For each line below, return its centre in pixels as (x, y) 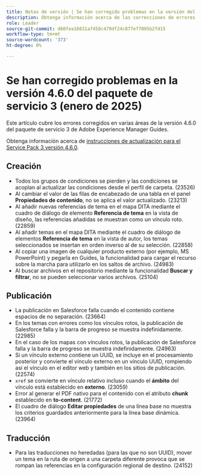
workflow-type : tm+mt (33, 34)
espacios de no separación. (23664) (60, 316)
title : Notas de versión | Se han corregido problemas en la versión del (101, 12)
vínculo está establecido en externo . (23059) (71, 387)
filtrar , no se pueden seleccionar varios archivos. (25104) (87, 277)
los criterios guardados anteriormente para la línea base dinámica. (97, 413)
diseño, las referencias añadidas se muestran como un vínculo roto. (99, 219)
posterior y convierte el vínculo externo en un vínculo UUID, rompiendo (103, 362)
